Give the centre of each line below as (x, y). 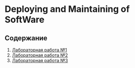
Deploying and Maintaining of (67, 9)
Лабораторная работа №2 (40, 55)
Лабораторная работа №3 (40, 60)
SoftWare (24, 20)
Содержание (26, 38)
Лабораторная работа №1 (39, 50)
